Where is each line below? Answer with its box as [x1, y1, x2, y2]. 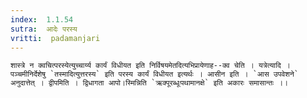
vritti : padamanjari [10, 33, 101, 43]
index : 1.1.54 [10, 14, 74, 25]
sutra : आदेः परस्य [10, 24, 78, 34]
